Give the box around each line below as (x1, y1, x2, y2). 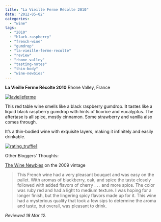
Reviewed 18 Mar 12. (5, 212, 47, 218)
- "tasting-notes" (9, 62, 48, 67)
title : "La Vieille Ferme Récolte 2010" (5, 7, 89, 12)
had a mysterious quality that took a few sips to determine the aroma (17, 197, 156, 203)
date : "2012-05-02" (5, 12, 45, 17)
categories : (5, 16, 29, 21)
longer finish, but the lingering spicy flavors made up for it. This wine (17, 192, 157, 198)
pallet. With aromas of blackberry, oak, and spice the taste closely (17, 177, 151, 183)
